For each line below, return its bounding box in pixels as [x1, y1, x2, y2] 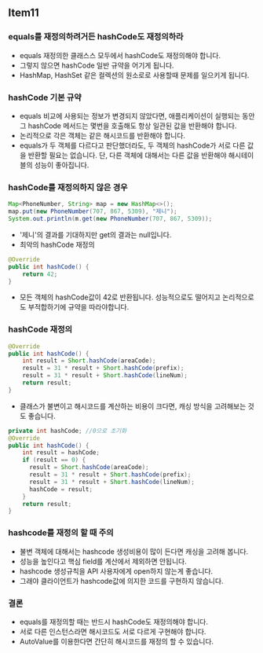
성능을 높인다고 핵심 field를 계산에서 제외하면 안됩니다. [19, 556, 187, 566]
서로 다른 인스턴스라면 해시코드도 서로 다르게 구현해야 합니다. [19, 626, 206, 636]
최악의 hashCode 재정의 [19, 240, 96, 249]
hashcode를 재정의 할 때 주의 [8, 527, 114, 538]
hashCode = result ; [28, 485, 93, 493]
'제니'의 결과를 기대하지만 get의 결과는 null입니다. [19, 229, 172, 239]
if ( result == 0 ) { [22, 456, 86, 464]
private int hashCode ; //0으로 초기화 [8, 427, 127, 435]
